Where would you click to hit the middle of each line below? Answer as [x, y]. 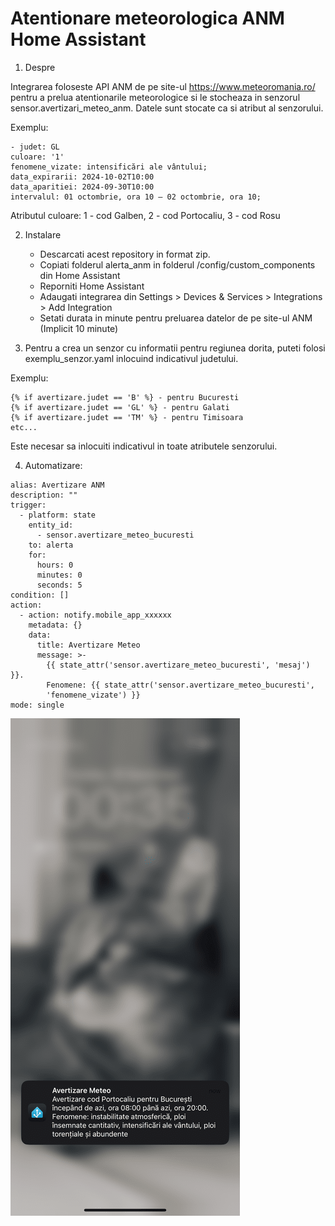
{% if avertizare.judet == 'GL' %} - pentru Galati [120, 407]
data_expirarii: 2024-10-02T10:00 [82, 177]
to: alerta [51, 545]
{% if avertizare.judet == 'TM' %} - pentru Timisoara [127, 417]
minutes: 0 [59, 575]
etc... [24, 427]
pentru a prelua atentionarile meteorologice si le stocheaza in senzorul [155, 97]
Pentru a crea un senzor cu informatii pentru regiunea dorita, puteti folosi [175, 348]
